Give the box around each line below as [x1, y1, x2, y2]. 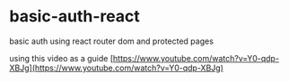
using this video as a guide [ [9, 53, 114, 63]
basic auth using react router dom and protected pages [9, 36, 214, 46]
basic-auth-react [9, 6, 141, 27]
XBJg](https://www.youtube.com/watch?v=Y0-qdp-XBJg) [9, 62, 224, 73]
